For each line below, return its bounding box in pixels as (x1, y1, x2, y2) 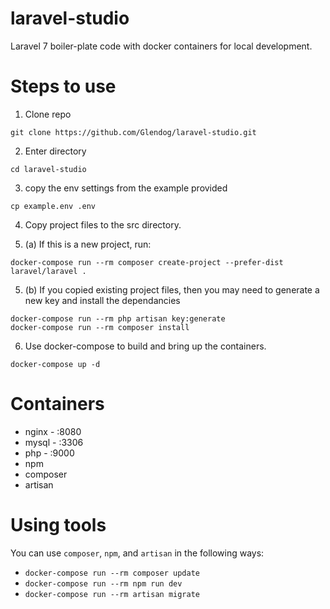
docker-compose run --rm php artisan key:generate (10, 313, 226, 324)
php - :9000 (24, 447, 75, 459)
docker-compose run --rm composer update (24, 568, 200, 578)
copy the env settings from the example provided (24, 182, 228, 194)
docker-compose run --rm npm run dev (24, 578, 183, 589)
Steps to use (10, 75, 117, 98)
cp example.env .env (10, 201, 97, 211)
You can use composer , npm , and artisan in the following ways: (10, 547, 265, 559)
